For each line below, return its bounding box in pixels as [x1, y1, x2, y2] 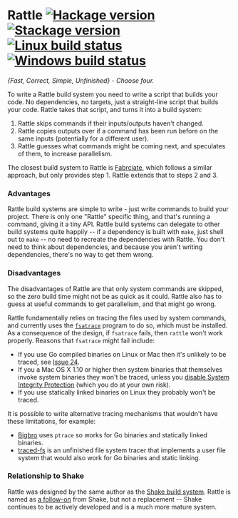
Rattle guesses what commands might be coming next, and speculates [17, 141, 226, 150]
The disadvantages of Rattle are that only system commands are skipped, [7, 284, 224, 293]
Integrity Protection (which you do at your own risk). [17, 380, 171, 389]
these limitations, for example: [7, 417, 96, 425]
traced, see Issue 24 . [17, 357, 80, 366]
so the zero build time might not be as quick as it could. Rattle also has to [7, 292, 222, 300]
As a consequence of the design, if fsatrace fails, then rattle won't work [7, 328, 223, 337]
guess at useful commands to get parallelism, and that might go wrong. [7, 300, 217, 308]
